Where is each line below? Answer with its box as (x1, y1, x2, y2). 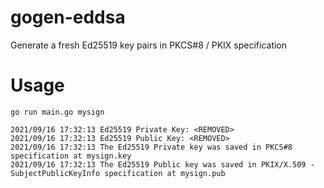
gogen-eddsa (10, 6, 126, 29)
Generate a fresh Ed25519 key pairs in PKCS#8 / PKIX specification (10, 39, 288, 51)
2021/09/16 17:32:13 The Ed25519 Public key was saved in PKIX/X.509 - (10, 159, 315, 170)
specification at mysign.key (10, 151, 132, 161)
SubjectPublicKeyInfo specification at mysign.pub (10, 168, 226, 178)
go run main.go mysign (10, 107, 105, 117)
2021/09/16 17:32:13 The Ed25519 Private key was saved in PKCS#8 (10, 142, 293, 152)
